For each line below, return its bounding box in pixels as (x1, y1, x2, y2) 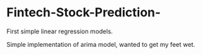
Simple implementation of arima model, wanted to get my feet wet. (6, 40, 196, 48)
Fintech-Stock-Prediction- (6, 5, 161, 20)
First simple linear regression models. (6, 27, 113, 35)
